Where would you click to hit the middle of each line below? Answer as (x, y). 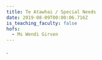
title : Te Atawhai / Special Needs (51, 12)
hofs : (13, 29)
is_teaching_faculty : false (42, 23)
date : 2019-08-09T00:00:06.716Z (47, 18)
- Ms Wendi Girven (35, 35)
